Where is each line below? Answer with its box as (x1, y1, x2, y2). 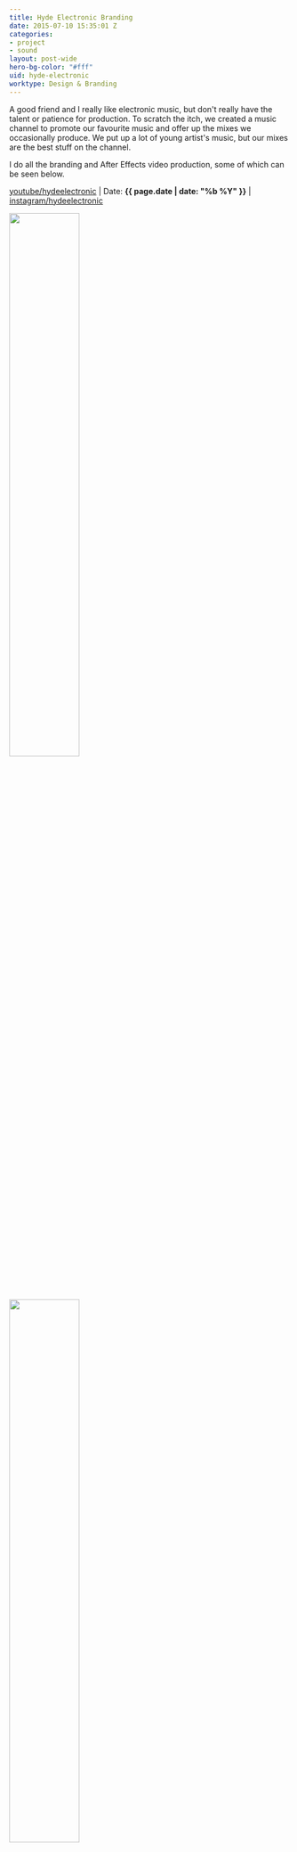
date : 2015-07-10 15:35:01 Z (9, 21, 117, 30)
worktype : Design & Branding (9, 79, 117, 88)
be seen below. (9, 168, 65, 179)
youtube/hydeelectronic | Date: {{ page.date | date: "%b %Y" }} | (9, 185, 252, 196)
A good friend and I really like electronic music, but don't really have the (9, 103, 273, 114)
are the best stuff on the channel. (9, 142, 132, 152)
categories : (9, 29, 53, 38)
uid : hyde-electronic (9, 71, 90, 80)
